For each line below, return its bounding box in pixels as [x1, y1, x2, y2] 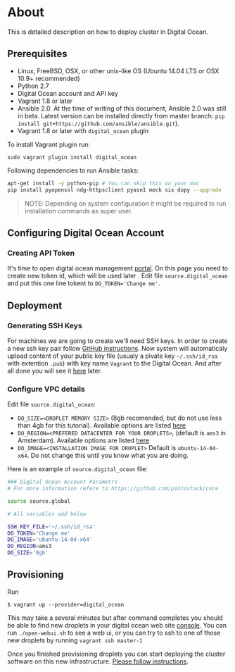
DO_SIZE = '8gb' [7, 549, 49, 556]
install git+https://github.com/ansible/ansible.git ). [17, 119, 179, 127]
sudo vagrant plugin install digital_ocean [7, 154, 137, 161]
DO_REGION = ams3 [7, 543, 52, 550]
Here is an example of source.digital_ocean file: [7, 465, 148, 473]
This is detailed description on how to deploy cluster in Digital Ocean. [7, 27, 209, 36]
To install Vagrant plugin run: [7, 140, 91, 149]
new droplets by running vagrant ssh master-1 [7, 635, 143, 645]
